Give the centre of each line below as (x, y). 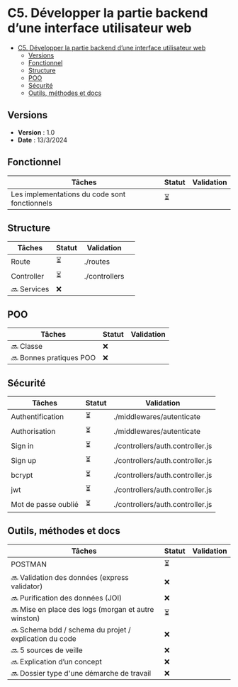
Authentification (38, 416)
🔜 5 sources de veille (47, 650)
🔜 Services (30, 289)
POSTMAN (29, 564)
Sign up (24, 460)
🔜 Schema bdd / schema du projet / (71, 630)
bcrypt (22, 475)
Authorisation (33, 431)
